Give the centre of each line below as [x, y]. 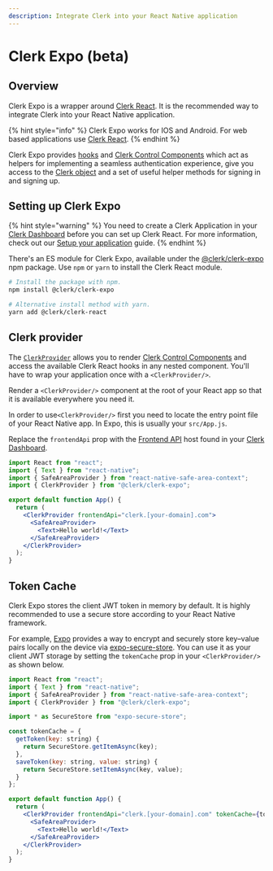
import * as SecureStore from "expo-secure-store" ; [97, 717]
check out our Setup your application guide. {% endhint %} [108, 243]
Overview [34, 86]
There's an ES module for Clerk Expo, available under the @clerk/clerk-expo [136, 259]
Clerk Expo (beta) [69, 56]
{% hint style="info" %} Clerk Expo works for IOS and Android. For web [128, 130]
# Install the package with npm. [65, 282]
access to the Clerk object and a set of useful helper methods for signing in [135, 172]
